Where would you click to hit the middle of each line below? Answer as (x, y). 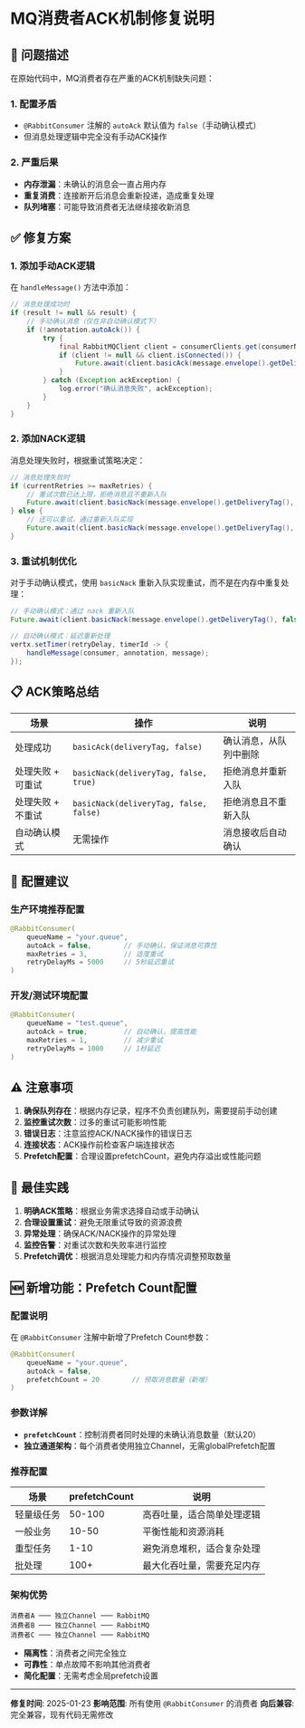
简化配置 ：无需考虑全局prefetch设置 (91, 1675)
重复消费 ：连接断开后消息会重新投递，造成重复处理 (119, 195)
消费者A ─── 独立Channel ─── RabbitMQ (80, 1616)
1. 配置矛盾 (33, 103)
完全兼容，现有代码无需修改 (62, 1715)
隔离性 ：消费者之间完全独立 (75, 1653)
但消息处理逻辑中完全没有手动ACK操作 (95, 137)
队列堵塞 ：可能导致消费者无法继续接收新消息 (107, 206)
